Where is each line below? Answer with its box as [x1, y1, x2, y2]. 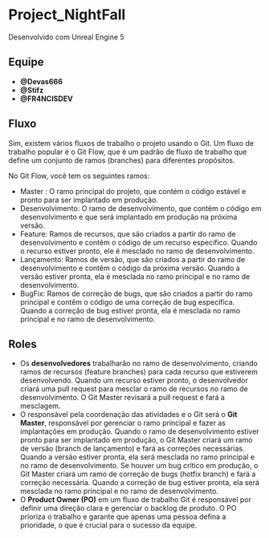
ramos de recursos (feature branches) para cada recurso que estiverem [19, 367, 259, 377]
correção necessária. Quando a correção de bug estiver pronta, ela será [19, 478, 259, 487]
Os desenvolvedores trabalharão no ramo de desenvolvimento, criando [19, 358, 259, 368]
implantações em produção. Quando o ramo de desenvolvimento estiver [19, 427, 259, 436]
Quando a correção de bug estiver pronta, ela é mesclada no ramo [19, 305, 241, 315]
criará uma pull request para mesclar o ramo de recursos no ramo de [19, 384, 249, 394]
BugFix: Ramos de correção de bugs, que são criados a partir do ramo [19, 289, 253, 298]
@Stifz [19, 85, 44, 95]
